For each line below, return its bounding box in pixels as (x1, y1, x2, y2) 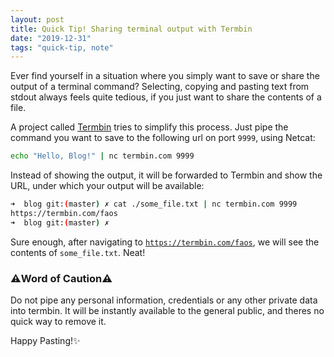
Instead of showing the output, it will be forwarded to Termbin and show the (10, 169, 323, 181)
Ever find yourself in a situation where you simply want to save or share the (10, 70, 320, 82)
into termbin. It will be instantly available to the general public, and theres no (10, 305, 325, 317)
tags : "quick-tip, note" (10, 42, 114, 53)
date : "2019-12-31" (10, 33, 92, 43)
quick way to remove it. (10, 316, 107, 328)
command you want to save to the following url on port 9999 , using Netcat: (10, 132, 316, 144)
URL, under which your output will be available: (10, 180, 205, 192)
